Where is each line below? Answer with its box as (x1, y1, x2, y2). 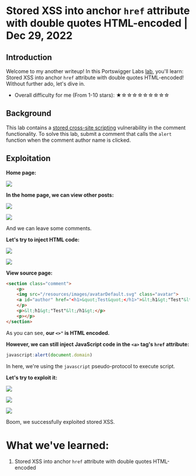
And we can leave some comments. (6, 224, 92, 232)
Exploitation (6, 153, 51, 163)
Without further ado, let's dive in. (6, 80, 86, 87)
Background (6, 108, 51, 118)
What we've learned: (6, 439, 109, 452)
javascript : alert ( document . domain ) (6, 352, 93, 358)
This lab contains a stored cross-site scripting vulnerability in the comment (6, 124, 186, 131)
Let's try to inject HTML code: (6, 236, 80, 243)
